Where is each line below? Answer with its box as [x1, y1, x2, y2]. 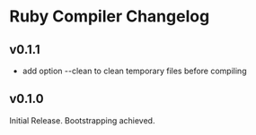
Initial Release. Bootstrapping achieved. [9, 114, 155, 126]
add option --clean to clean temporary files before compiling [22, 65, 247, 76]
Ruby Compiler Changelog [9, 6, 210, 27]
